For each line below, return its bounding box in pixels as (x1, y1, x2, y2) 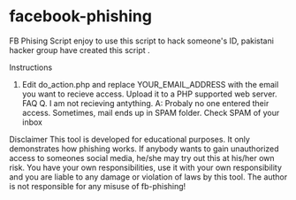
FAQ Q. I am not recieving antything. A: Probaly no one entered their (21, 97, 269, 108)
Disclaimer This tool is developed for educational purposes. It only (9, 134, 250, 144)
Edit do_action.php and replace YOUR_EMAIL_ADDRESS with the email (21, 79, 279, 89)
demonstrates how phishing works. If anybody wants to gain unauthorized (9, 143, 280, 154)
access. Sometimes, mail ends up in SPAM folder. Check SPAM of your (21, 107, 280, 118)
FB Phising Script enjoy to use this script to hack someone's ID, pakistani (9, 35, 274, 46)
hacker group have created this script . (9, 44, 150, 55)
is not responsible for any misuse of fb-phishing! (9, 181, 186, 191)
